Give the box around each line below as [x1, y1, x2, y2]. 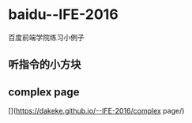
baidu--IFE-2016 [8, 6, 119, 24]
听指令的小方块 [8, 58, 81, 72]
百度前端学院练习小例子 [8, 32, 85, 42]
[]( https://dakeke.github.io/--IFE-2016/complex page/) [8, 106, 185, 116]
